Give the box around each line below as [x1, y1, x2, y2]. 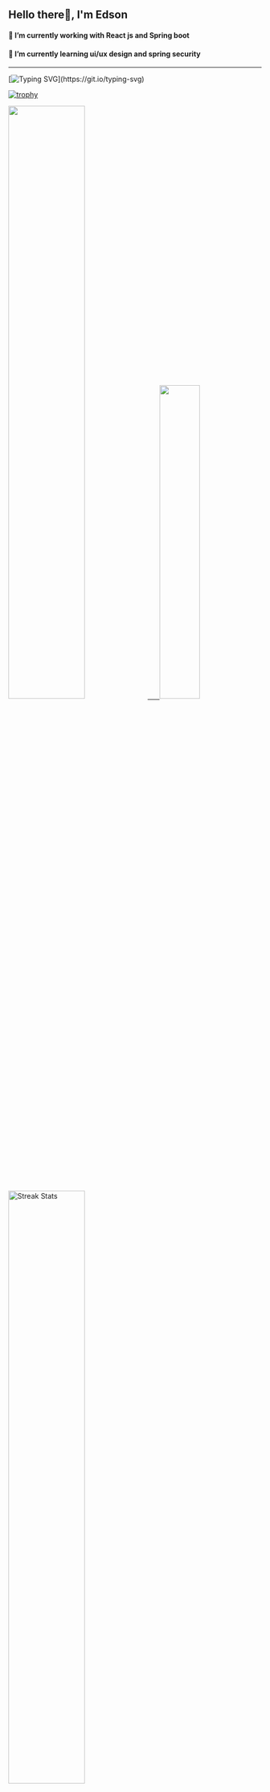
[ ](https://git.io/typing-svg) [8, 74, 145, 84]
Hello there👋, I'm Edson [8, 8, 129, 22]
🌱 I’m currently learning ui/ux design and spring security [8, 49, 201, 59]
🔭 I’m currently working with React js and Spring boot [8, 30, 190, 40]
